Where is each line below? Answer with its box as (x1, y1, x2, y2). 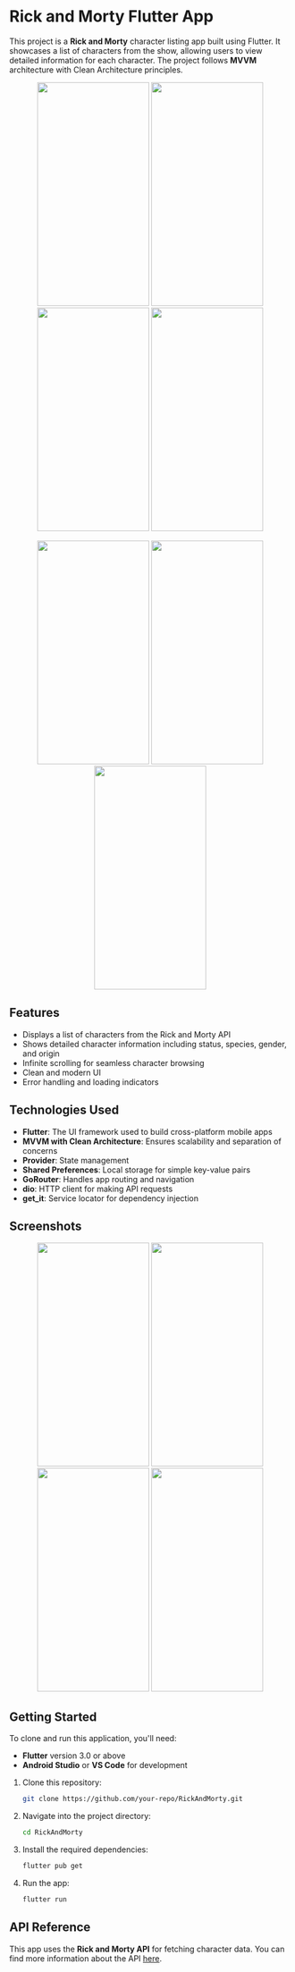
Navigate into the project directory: (21, 1811, 152, 1822)
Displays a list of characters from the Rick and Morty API (21, 1028, 231, 1039)
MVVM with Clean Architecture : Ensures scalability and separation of (21, 1136, 282, 1147)
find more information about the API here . (9, 1952, 163, 1964)
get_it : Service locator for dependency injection (21, 1192, 199, 1204)
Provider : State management (21, 1155, 130, 1165)
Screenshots (9, 1218, 82, 1233)
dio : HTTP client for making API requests (21, 1183, 173, 1194)
